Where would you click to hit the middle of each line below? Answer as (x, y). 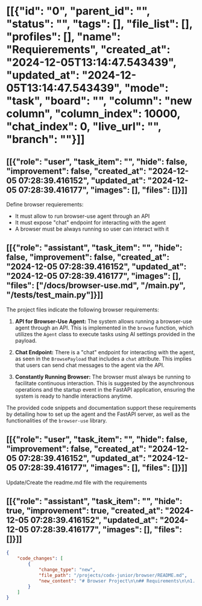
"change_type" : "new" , (67, 570)
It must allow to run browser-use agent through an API (82, 216)
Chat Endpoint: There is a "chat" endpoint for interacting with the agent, (105, 352)
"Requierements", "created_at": (88, 50)
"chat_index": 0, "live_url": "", (84, 126)
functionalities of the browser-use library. (57, 420)
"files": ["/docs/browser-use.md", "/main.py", (96, 286)
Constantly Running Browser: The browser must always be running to (103, 377)
